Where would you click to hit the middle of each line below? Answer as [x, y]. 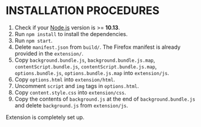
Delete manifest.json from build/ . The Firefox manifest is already [97, 47]
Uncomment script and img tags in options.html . [77, 85]
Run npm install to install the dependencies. [71, 34]
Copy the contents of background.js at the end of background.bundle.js [105, 99]
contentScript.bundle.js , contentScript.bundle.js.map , [85, 66]
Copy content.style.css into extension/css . [70, 92]
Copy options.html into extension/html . [65, 79]
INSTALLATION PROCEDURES [83, 11]
